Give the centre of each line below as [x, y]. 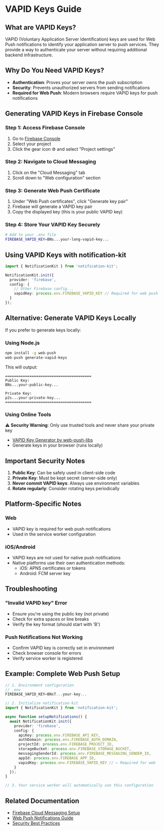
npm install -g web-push [31, 353]
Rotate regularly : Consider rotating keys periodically [66, 488]
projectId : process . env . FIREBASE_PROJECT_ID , [66, 745]
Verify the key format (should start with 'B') [56, 624]
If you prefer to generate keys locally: [43, 330]
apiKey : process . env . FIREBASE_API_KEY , [59, 735]
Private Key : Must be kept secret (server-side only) [65, 478]
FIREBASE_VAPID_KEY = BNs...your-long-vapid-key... [57, 240]
